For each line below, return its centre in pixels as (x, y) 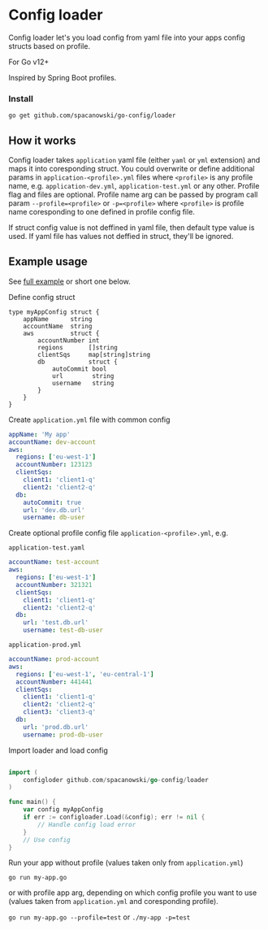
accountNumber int (69, 340)
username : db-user (54, 518)
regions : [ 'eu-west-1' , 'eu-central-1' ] (85, 674)
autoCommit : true (52, 502)
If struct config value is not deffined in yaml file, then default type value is (132, 228)
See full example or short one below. (70, 281)
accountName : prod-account (54, 659)
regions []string (78, 347)
